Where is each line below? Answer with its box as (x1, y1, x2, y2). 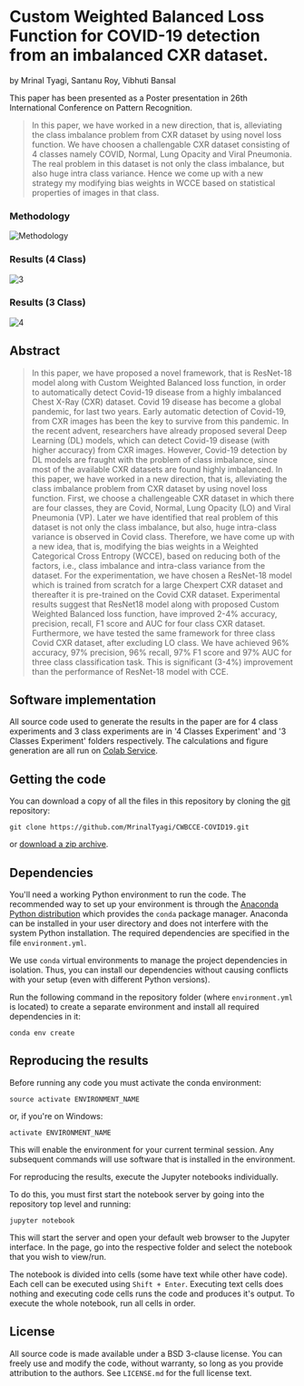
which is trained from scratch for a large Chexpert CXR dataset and (31, 579, 284, 591)
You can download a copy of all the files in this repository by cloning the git (9, 795, 290, 806)
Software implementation (9, 692, 157, 708)
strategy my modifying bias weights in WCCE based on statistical (31, 177, 276, 188)
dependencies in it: (9, 1011, 82, 1022)
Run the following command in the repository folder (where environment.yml (9, 991, 293, 1003)
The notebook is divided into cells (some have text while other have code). (9, 1268, 289, 1280)
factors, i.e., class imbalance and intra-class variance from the (31, 560, 266, 571)
